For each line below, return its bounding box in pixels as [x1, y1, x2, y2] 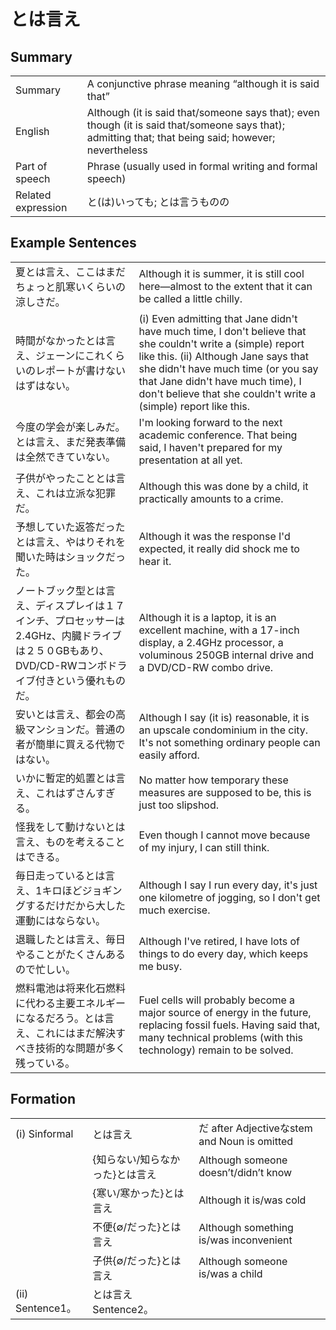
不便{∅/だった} [92, 1220, 162, 1234]
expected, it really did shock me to [138, 541, 300, 555]
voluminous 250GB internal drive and [138, 648, 315, 662]
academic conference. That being [138, 428, 298, 442]
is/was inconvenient [198, 1233, 293, 1247]
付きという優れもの [35, 673, 127, 687]
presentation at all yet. [138, 453, 243, 467]
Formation [10, 1091, 76, 1108]
